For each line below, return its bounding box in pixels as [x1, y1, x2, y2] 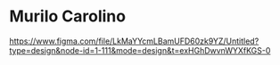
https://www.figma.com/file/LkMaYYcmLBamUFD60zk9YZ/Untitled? [9, 36, 259, 46]
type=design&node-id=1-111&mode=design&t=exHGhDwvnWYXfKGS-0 [9, 45, 271, 55]
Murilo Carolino [9, 6, 127, 27]
